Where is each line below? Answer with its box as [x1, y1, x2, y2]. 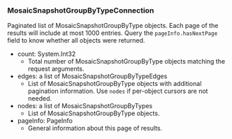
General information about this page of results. [27, 124, 163, 133]
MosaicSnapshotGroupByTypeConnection [7, 6, 154, 15]
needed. [27, 94, 52, 103]
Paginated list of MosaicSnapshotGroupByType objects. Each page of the [7, 22, 219, 30]
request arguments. [27, 65, 85, 73]
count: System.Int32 [17, 50, 76, 58]
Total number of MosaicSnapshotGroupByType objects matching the [27, 57, 226, 66]
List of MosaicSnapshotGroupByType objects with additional [27, 80, 202, 88]
